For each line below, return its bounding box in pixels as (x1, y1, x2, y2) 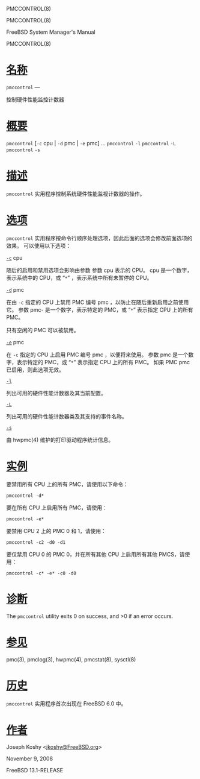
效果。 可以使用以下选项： (6, 242, 71, 249)
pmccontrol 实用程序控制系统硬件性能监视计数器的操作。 (6, 190, 145, 197)
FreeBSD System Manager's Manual (6, 28, 95, 36)
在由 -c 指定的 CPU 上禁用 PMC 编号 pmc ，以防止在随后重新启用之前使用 (6, 298, 189, 306)
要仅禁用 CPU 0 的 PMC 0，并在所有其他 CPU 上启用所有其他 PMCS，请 (6, 550, 185, 558)
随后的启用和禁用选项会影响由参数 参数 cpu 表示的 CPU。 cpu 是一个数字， (6, 266, 192, 274)
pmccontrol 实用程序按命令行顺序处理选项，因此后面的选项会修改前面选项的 (6, 235, 193, 242)
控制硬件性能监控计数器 (6, 96, 64, 103)
